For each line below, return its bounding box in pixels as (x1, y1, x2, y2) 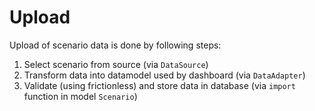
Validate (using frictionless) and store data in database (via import (23, 79, 296, 91)
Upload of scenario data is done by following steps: (9, 39, 222, 51)
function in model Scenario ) (23, 90, 138, 102)
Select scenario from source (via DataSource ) (23, 58, 209, 70)
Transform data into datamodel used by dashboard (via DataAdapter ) (23, 69, 306, 81)
